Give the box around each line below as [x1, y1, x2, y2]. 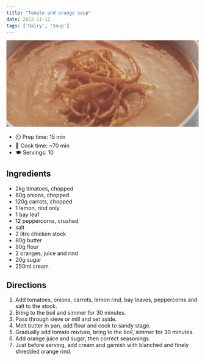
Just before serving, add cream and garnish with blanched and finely [15, 342, 189, 349]
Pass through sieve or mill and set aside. [15, 315, 117, 323]
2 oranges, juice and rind [15, 250, 78, 257]
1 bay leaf [15, 211, 40, 218]
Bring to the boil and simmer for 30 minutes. [15, 309, 126, 317]
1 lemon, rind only [15, 204, 60, 211]
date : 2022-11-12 [6, 16, 51, 23]
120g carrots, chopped [15, 198, 73, 205]
